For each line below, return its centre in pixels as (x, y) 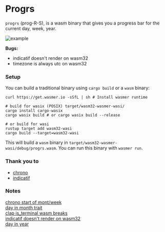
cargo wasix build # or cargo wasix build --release (63, 115)
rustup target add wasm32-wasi (39, 129)
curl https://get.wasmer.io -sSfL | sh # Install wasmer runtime (76, 98)
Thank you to (22, 161)
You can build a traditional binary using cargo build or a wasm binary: (78, 88)
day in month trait (24, 207)
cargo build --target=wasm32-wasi (42, 133)
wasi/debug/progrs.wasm (31, 149)
